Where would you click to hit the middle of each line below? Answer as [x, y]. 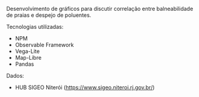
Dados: [15, 76]
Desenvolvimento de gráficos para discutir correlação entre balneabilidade [100, 9]
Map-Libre [28, 58]
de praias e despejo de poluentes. [49, 15]
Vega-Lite [27, 51]
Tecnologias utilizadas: [35, 27]
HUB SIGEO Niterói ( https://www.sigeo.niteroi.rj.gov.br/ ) [85, 87]
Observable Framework [44, 45]
